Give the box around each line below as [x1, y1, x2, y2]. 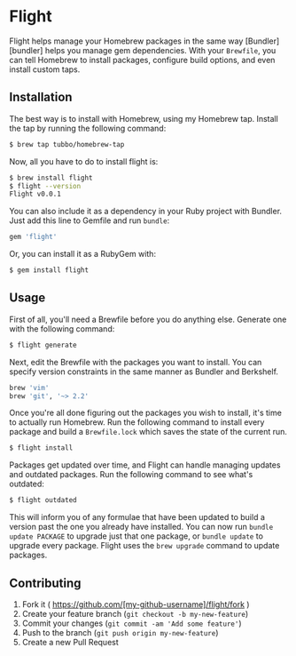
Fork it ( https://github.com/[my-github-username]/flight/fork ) [21, 599, 250, 610]
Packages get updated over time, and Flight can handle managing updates [9, 460, 281, 470]
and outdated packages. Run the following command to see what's [9, 469, 253, 480]
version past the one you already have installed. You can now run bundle [9, 522, 274, 532]
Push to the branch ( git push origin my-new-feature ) [21, 628, 219, 637]
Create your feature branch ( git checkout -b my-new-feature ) [21, 609, 249, 619]
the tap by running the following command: [9, 123, 167, 133]
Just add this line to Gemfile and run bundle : [9, 215, 170, 226]
